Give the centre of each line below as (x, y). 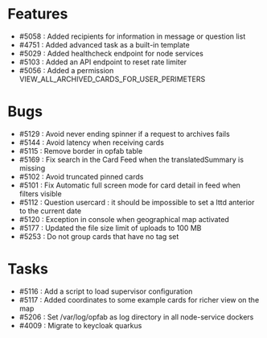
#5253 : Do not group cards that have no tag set (99, 236)
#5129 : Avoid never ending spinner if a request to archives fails (124, 134)
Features (38, 14)
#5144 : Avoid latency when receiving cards (91, 142)
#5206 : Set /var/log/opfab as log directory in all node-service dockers (136, 317)
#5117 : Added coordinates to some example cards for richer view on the (139, 299)
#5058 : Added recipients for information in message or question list (132, 36)
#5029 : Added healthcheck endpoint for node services (111, 53)
